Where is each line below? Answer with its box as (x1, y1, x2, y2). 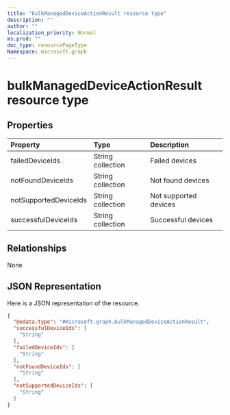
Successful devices (150, 215, 214, 224)
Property (10, 140, 40, 150)
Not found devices (150, 176, 210, 185)
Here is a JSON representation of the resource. (7, 299, 140, 307)
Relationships (7, 243, 67, 254)
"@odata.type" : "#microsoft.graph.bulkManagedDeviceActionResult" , (13, 318, 210, 326)
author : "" (7, 23, 38, 29)
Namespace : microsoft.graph (7, 49, 88, 56)
